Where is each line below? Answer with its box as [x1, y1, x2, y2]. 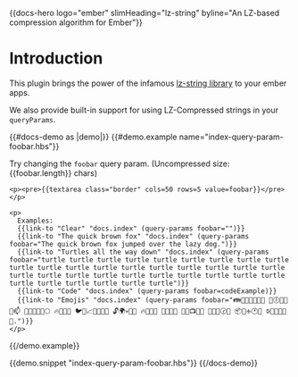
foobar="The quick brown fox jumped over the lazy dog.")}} [9, 239, 238, 248]
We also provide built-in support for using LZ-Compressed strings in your [9, 105, 279, 115]
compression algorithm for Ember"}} [9, 17, 143, 28]
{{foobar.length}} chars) [9, 167, 98, 178]
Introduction [9, 48, 103, 69]
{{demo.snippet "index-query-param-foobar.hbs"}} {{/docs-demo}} [9, 357, 259, 368]
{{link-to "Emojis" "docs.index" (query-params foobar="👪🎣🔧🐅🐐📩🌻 [17, 295, 266, 305]
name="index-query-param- [178, 131, 284, 142]
